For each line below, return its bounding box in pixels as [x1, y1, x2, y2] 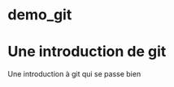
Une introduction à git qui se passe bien [7, 69, 141, 79]
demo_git [7, 6, 72, 24]
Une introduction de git [7, 43, 167, 61]
